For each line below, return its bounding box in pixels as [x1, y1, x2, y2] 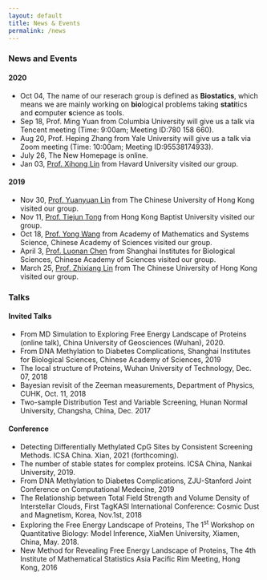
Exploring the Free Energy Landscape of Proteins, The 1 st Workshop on [19, 518, 255, 530]
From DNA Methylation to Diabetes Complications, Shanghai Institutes [19, 346, 251, 356]
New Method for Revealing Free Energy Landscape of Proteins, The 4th [19, 546, 257, 555]
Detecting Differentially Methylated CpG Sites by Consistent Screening [19, 442, 253, 452]
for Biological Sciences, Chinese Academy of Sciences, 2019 [19, 354, 222, 365]
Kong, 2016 [19, 562, 58, 572]
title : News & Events [8, 19, 81, 27]
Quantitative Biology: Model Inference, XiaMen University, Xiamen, [19, 528, 241, 538]
